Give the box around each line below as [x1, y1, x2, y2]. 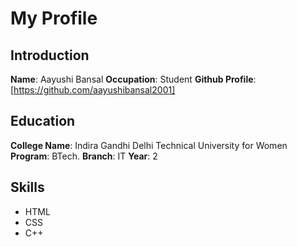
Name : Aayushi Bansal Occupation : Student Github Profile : [10, 73, 257, 85]
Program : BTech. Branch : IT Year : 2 [10, 150, 158, 162]
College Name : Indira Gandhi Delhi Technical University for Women [10, 139, 288, 151]
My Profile [10, 7, 98, 30]
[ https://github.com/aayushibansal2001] [10, 84, 176, 96]
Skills [10, 179, 45, 196]
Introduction [10, 47, 90, 64]
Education [10, 113, 76, 130]
